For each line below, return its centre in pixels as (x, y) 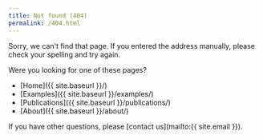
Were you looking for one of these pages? (77, 69)
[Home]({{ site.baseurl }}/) (63, 85)
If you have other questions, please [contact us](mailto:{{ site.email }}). (125, 126)
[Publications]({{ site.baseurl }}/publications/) (95, 102)
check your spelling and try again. (65, 54)
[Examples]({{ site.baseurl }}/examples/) (87, 93)
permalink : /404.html (45, 23)
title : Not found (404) (48, 16)
